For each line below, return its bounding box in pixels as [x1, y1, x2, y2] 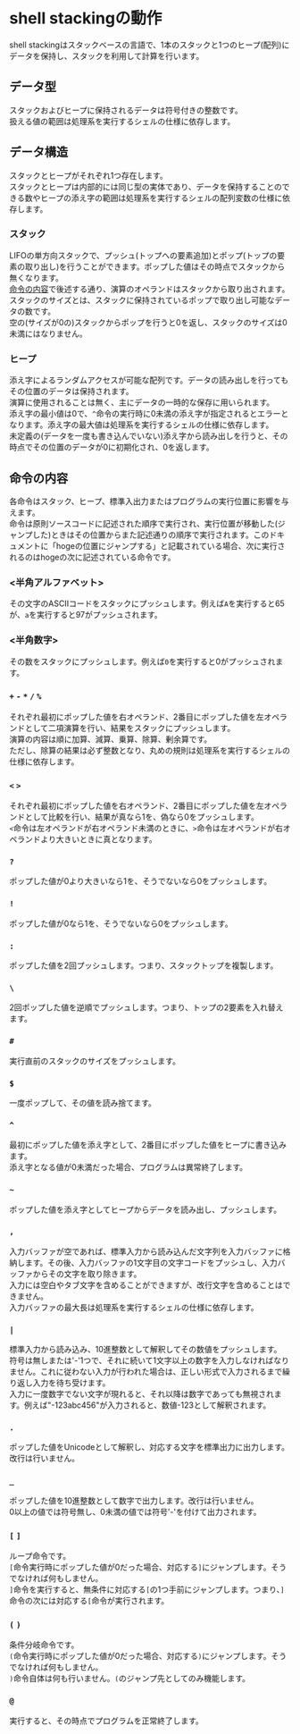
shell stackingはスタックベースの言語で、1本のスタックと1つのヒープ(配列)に [9, 39, 290, 50]
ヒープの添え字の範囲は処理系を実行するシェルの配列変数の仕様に [39, 192, 283, 203]
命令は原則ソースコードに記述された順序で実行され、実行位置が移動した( [9, 518, 279, 528]
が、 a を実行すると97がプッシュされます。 [9, 610, 162, 620]
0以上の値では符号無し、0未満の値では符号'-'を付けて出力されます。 [9, 1506, 262, 1517]
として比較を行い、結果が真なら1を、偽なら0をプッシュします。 [24, 812, 259, 822]
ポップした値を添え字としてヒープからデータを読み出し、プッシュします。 [9, 1204, 282, 1215]
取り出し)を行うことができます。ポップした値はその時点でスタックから [24, 261, 286, 272]
